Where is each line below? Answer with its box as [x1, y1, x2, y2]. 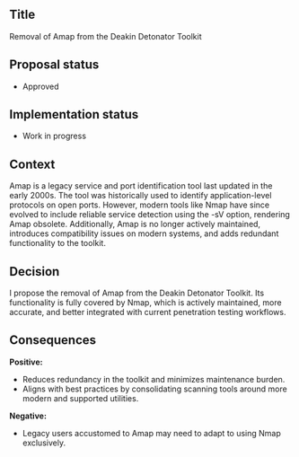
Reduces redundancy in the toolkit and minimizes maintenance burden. [22, 374, 286, 384]
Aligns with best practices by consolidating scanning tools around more [22, 383, 287, 394]
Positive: [9, 356, 43, 367]
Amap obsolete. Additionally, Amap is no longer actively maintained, [9, 219, 261, 230]
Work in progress [22, 130, 87, 142]
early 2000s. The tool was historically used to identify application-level [9, 190, 272, 201]
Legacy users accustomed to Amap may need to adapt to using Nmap [22, 427, 281, 438]
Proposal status [9, 57, 100, 73]
